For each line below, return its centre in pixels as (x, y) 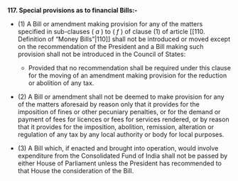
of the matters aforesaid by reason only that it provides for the (109, 104)
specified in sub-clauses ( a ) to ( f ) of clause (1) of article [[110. (111, 32)
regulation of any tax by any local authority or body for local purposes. (121, 135)
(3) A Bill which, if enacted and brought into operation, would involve (118, 148)
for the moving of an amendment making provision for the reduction (128, 75)
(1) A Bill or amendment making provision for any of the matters (110, 24)
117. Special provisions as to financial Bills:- (72, 10)
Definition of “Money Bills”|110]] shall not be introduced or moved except (124, 39)
